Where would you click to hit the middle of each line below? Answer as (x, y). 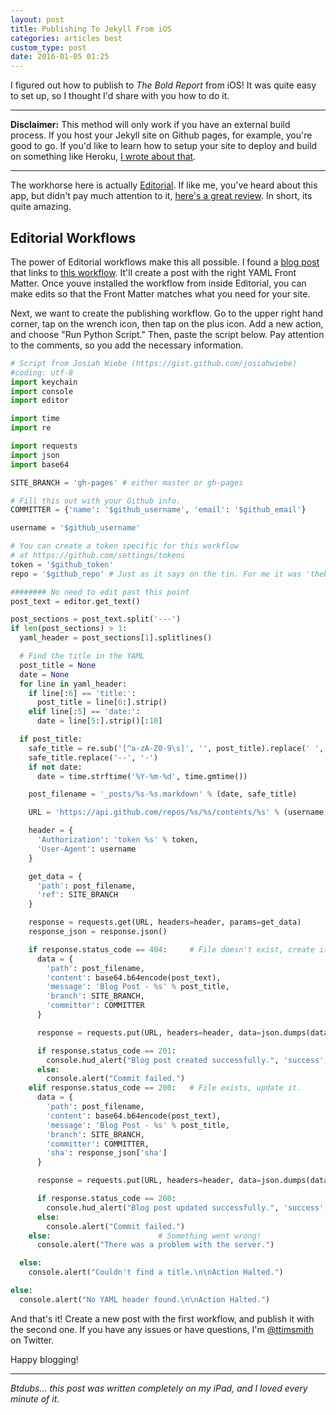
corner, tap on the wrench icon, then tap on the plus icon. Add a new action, (167, 323)
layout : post (37, 19)
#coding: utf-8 (42, 372)
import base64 (40, 464)
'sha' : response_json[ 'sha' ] (107, 1153)
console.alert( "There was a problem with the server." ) (155, 1245)
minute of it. (35, 1398)
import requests (44, 446)
